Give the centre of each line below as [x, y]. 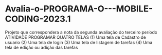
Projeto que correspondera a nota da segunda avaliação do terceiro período [81, 32]
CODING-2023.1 [38, 19]
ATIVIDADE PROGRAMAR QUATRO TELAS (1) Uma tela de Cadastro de [75, 37]
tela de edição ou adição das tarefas [42, 47]
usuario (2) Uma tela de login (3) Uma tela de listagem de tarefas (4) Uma [79, 42]
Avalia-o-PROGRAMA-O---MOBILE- [79, 9]
